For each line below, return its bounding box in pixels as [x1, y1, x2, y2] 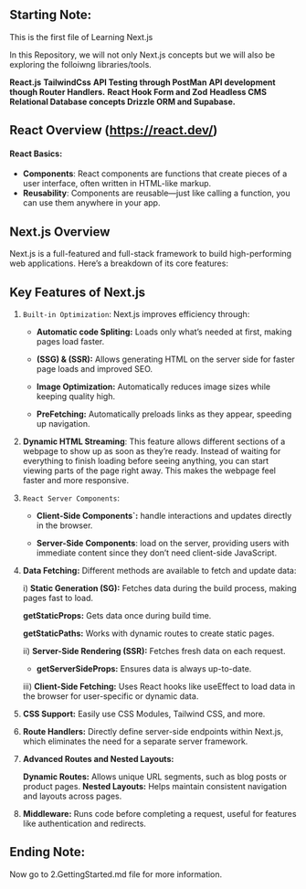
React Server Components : [22, 492, 121, 503]
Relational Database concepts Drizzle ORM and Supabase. [9, 96, 236, 107]
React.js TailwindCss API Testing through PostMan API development [9, 77, 276, 88]
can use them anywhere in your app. [22, 197, 161, 208]
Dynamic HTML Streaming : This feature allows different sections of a [22, 436, 286, 447]
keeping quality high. [36, 391, 116, 402]
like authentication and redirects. [22, 818, 146, 830]
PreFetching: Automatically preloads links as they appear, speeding [36, 408, 292, 419]
